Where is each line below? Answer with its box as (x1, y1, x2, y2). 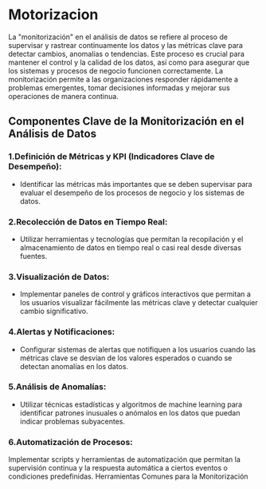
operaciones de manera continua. (8, 91, 119, 101)
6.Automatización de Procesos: (8, 436, 133, 447)
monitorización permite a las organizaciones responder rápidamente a (8, 74, 239, 84)
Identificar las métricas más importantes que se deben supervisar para (19, 179, 252, 189)
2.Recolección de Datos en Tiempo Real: (8, 216, 168, 227)
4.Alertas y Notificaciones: (8, 326, 115, 337)
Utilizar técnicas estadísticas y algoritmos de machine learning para (19, 400, 243, 409)
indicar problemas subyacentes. (19, 416, 126, 426)
